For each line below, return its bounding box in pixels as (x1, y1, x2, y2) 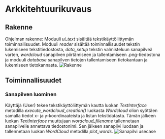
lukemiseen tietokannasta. (5, 62, 58, 68)
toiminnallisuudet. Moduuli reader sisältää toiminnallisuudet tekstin (5, 41, 140, 47)
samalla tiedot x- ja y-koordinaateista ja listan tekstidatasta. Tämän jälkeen (5, 112, 156, 118)
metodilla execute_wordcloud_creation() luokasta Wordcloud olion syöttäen (5, 107, 158, 113)
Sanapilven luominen (5, 91, 57, 98)
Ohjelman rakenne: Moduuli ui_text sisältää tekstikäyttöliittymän (5, 36, 134, 42)
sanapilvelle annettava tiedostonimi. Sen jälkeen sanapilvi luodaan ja (5, 123, 144, 129)
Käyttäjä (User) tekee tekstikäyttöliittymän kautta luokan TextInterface (5, 102, 147, 108)
